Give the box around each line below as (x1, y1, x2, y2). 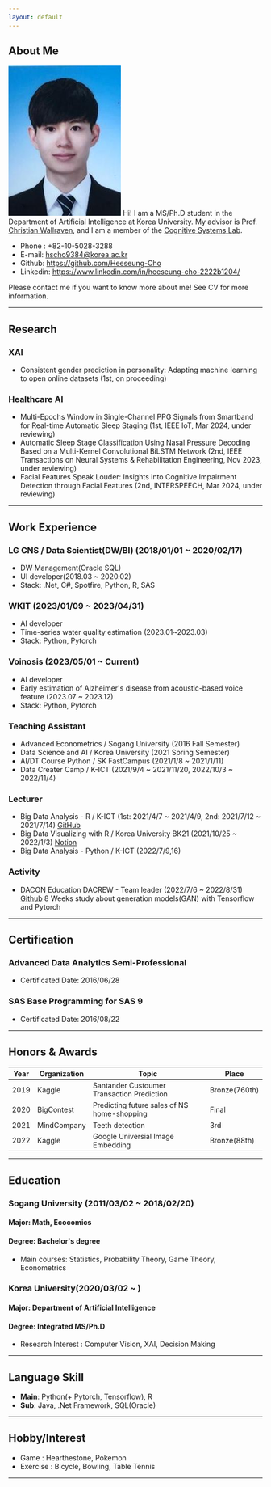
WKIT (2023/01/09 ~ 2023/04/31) (8, 601, 144, 612)
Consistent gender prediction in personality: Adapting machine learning (19, 365, 258, 375)
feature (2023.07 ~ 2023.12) (19, 691, 114, 701)
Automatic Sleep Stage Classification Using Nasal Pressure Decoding (19, 437, 251, 448)
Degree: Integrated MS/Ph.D (8, 1321, 106, 1331)
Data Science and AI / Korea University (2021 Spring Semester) (19, 748, 230, 757)
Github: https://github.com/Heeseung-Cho (19, 259, 162, 268)
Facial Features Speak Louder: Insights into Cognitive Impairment (19, 472, 237, 482)
